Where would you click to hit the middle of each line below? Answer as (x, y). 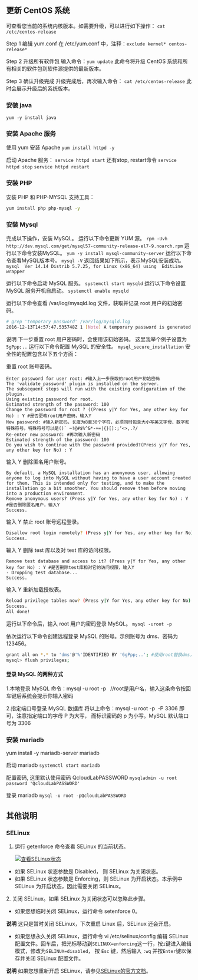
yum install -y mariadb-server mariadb (53, 753)
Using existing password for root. (50, 399)
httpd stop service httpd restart (48, 167)
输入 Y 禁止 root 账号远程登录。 (44, 522)
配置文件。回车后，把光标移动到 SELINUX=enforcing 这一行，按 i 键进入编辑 (103, 943)
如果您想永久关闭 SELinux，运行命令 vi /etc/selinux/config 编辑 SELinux (101, 936)
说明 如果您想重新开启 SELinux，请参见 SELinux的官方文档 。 (79, 971)
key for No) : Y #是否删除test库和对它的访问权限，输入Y (70, 568)
